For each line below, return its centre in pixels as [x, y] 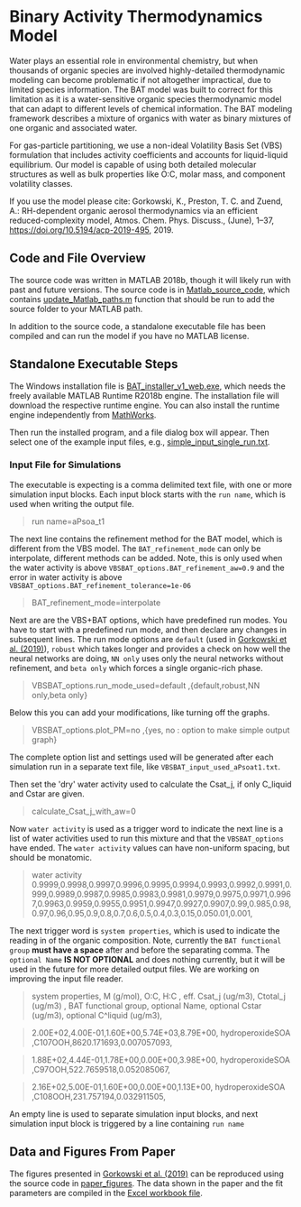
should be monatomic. [51, 857]
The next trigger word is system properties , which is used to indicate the [145, 930]
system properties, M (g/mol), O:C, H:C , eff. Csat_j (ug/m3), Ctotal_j [159, 996]
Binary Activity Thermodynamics [136, 17]
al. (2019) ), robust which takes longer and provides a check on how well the [150, 649]
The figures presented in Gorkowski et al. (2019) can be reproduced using [146, 1174]
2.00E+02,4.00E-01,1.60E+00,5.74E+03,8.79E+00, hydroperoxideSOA [161, 1032]
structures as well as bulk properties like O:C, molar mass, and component [147, 174]
